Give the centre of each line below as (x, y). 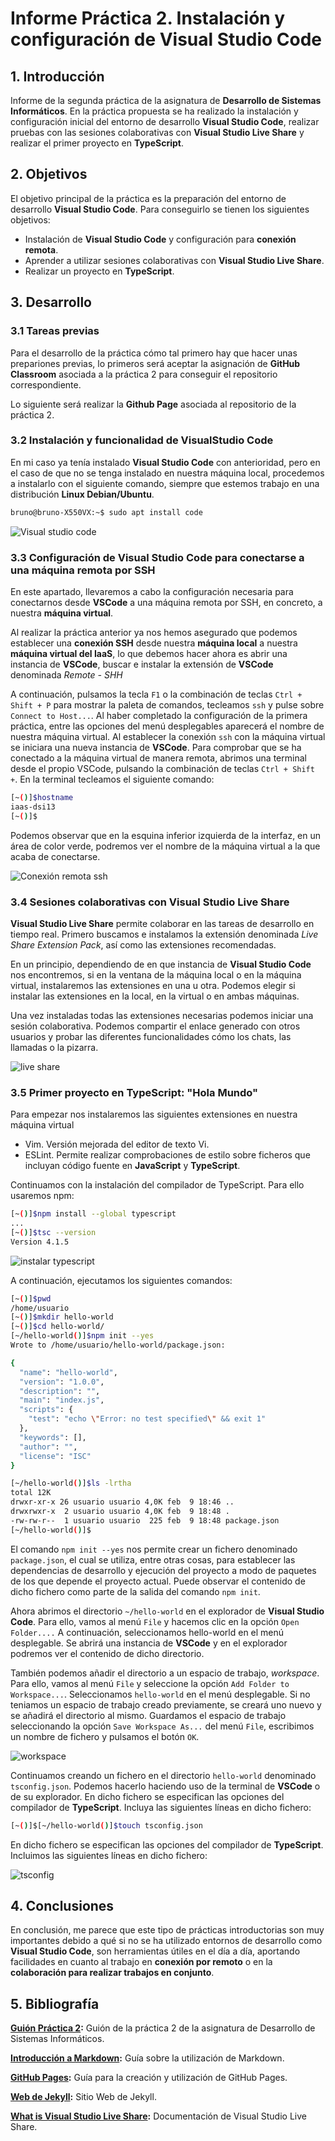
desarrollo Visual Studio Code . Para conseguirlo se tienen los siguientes (160, 209)
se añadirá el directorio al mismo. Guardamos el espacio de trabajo (148, 1715)
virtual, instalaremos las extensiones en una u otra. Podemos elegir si (153, 985)
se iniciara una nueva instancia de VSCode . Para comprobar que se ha (156, 747)
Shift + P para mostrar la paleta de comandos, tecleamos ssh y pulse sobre (167, 704)
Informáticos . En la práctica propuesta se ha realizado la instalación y (154, 111)
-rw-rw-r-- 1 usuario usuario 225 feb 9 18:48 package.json (145, 1520)
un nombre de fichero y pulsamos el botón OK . (105, 1736)
